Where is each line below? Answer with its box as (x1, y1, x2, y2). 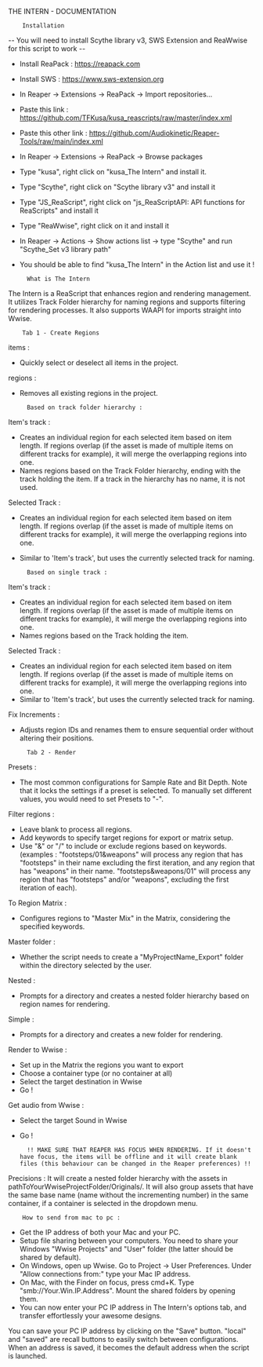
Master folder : (8, 938, 56, 946)
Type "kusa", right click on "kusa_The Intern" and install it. (19, 167, 207, 176)
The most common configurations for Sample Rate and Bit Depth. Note (19, 777, 248, 787)
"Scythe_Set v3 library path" (19, 245, 112, 254)
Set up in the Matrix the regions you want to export (19, 1060, 184, 1069)
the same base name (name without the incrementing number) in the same (8, 1190, 249, 1200)
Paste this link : (19, 105, 69, 114)
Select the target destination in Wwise (19, 1077, 142, 1086)
